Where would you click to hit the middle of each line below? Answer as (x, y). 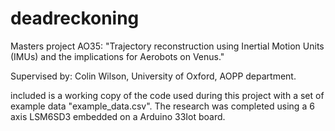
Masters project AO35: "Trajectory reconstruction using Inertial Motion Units (167, 46)
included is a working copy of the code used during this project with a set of (167, 95)
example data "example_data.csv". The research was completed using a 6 (162, 106)
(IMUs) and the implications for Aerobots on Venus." (117, 56)
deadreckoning (75, 18)
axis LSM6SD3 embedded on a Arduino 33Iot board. (118, 116)
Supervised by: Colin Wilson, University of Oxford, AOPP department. (153, 76)
